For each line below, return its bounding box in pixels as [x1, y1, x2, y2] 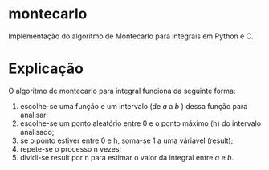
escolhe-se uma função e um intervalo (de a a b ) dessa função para [19, 101, 248, 111]
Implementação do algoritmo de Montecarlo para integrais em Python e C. [8, 31, 255, 41]
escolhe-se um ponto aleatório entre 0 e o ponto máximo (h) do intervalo [19, 118, 262, 128]
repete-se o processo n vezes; [19, 144, 122, 153]
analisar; [19, 110, 49, 119]
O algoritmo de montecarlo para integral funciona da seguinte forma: [8, 86, 236, 95]
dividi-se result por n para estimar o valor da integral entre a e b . [19, 152, 234, 162]
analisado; [19, 127, 55, 136]
